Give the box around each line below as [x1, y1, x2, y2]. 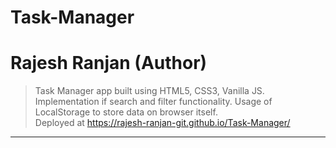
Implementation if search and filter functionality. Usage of [34, 96, 273, 108]
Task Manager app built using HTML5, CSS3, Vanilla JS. [34, 85, 265, 97]
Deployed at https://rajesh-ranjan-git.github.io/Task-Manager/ [34, 117, 291, 129]
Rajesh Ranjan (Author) [10, 52, 208, 75]
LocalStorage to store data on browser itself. [34, 106, 218, 118]
